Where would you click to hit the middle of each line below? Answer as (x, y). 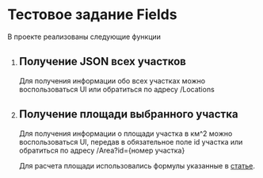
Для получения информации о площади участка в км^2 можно (126, 133)
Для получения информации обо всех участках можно (112, 80)
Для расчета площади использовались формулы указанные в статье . (137, 165)
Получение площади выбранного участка (128, 114)
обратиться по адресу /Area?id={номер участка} (102, 150)
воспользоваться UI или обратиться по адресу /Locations (116, 89)
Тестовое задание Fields (92, 15)
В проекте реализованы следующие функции (84, 37)
